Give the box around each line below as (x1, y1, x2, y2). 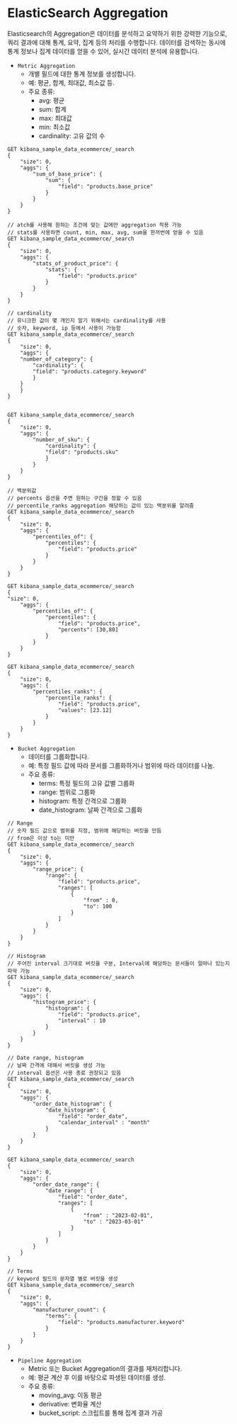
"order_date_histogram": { (33, 1100, 112, 1107)
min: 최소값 (38, 123, 71, 131)
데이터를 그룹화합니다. (28, 752, 90, 761)
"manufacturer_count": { (33, 1306, 106, 1313)
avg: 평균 (38, 96, 65, 104)
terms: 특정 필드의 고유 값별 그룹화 (38, 779, 135, 787)
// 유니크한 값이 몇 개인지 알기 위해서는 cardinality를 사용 (7, 317, 166, 324)
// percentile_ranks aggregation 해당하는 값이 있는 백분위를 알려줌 (7, 502, 195, 509)
